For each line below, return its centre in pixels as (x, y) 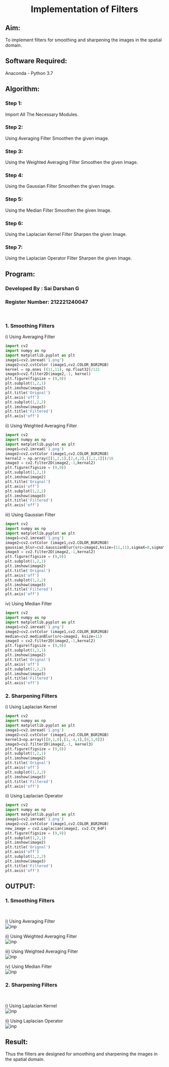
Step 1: (14, 103)
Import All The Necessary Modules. (42, 114)
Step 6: (14, 223)
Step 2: (14, 127)
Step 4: (14, 176)
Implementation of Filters (84, 9)
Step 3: (14, 151)
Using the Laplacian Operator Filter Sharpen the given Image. (69, 258)
